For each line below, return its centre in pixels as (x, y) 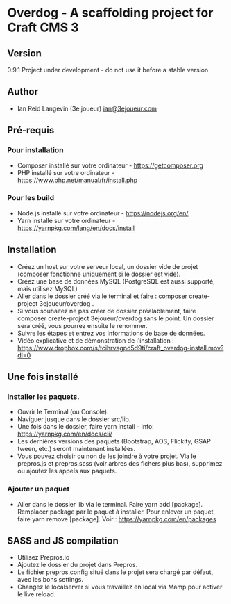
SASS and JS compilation (63, 540)
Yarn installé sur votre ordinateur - (66, 220)
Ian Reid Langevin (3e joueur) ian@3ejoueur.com (87, 108)
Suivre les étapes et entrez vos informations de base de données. (111, 333)
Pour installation (35, 150)
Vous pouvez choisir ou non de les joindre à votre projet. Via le (106, 456)
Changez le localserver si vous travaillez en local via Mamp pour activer (120, 587)
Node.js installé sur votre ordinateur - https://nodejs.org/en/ (103, 213)
